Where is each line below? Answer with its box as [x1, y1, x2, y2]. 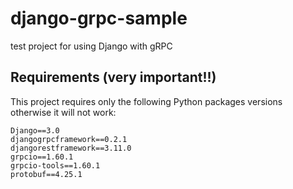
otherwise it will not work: [10, 106, 117, 118]
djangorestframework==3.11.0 [10, 143, 132, 153]
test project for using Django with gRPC [10, 40, 173, 52]
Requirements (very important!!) [10, 69, 217, 86]
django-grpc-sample [10, 7, 188, 30]
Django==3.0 [10, 125, 60, 136]
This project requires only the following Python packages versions [10, 95, 283, 107]
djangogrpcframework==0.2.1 [10, 134, 128, 144]
